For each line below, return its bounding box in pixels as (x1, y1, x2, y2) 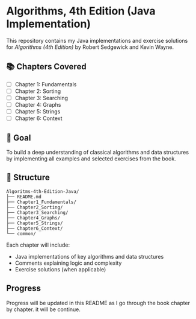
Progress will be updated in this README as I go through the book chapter (6, 299, 191, 306)
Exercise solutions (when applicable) (14, 265, 106, 273)
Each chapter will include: (6, 241, 70, 248)
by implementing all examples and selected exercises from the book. (6, 155, 176, 162)
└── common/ (6, 230, 36, 236)
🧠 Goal (6, 133, 31, 143)
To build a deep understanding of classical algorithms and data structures (6, 148, 189, 156)
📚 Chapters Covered (6, 62, 87, 72)
